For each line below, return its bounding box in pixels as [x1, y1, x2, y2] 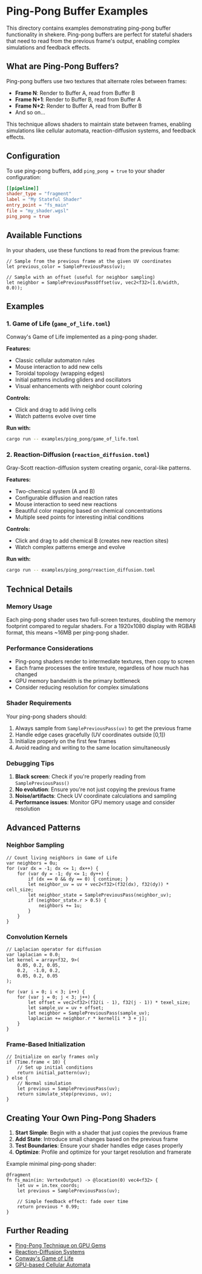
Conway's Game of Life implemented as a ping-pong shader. [6, 333, 158, 341]
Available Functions [6, 230, 83, 241]
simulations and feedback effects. [6, 44, 91, 51]
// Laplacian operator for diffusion [6, 946, 102, 952]
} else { [6, 1075, 28, 1081]
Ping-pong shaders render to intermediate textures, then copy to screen [15, 658, 195, 665]
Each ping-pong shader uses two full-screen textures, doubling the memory [6, 616, 196, 623]
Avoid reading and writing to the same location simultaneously [15, 744, 171, 751]
